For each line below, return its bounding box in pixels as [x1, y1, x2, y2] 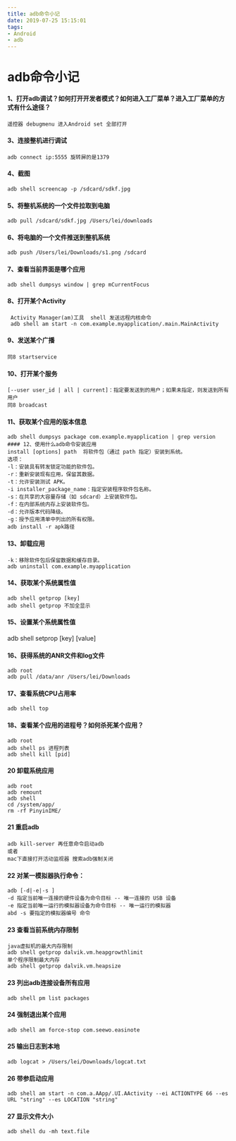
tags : [7, 23, 23, 30]
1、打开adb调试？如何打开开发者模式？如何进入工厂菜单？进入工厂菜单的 [7, 94, 219, 102]
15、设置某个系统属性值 [7, 618, 76, 627]
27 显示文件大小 [7, 1112, 54, 1121]
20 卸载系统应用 [7, 766, 54, 775]
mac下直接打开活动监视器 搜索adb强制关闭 [7, 855, 114, 862]
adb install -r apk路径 [7, 524, 75, 531]
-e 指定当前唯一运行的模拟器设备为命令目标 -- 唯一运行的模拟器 [7, 902, 171, 910]
